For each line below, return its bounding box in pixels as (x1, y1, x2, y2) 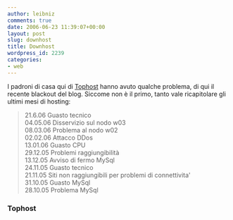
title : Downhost (7, 43, 55, 50)
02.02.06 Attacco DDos (24, 133, 94, 142)
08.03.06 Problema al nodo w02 (24, 126, 118, 134)
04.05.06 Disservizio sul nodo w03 (24, 118, 126, 127)
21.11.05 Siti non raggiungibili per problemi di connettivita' (24, 171, 191, 179)
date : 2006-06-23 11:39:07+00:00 (7, 23, 106, 30)
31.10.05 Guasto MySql (24, 178, 91, 187)
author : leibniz (7, 10, 55, 18)
